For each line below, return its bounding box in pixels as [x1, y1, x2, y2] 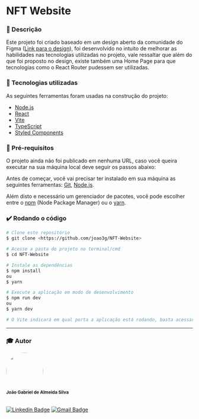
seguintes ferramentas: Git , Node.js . [6, 181, 95, 188]
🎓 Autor [6, 337, 32, 345]
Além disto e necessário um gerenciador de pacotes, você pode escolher [6, 193, 185, 200]
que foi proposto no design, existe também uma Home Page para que [6, 57, 176, 65]
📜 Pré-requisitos [6, 143, 54, 152]
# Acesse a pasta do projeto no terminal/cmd [6, 246, 120, 252]
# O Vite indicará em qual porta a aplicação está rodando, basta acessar [6, 316, 195, 322]
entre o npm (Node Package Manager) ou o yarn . [6, 199, 126, 206]
